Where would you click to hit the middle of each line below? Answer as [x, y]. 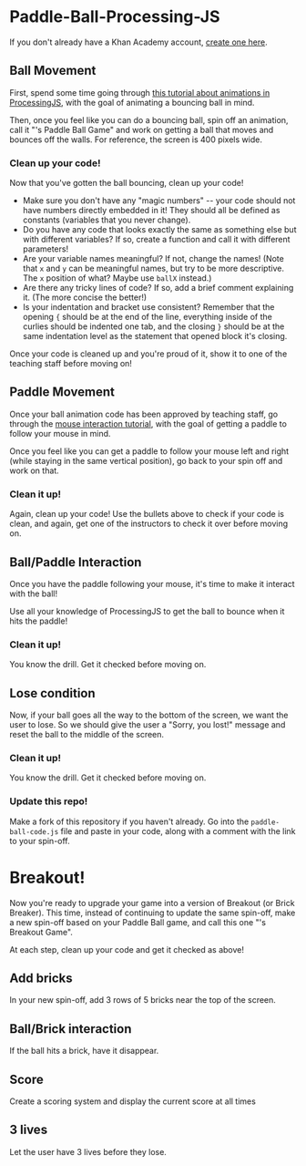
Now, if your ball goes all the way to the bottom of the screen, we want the [149, 715]
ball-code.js [34, 831]
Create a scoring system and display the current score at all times [133, 1101]
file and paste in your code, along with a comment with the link [178, 831]
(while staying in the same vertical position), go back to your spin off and [146, 460]
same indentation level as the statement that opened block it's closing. [155, 336]
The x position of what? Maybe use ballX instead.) [117, 278]
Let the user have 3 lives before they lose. [88, 1151]
